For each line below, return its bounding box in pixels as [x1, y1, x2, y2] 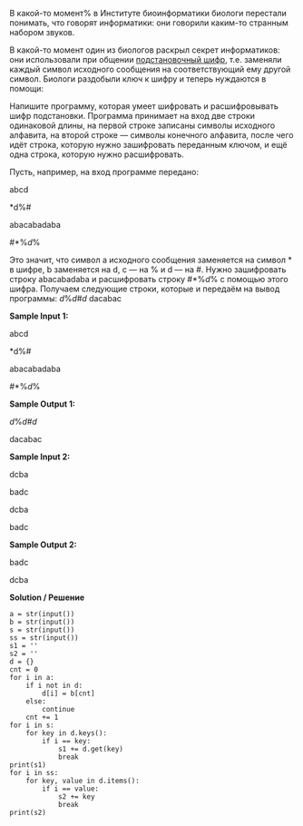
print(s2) [9, 808, 47, 817]
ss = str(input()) [9, 634, 79, 643]
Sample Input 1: [9, 310, 69, 321]
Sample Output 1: [9, 398, 75, 409]
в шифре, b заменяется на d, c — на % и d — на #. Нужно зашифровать [9, 264, 287, 275]
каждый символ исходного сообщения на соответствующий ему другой [9, 64, 291, 74]
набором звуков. [9, 27, 75, 37]
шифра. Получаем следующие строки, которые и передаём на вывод [9, 283, 280, 294]
